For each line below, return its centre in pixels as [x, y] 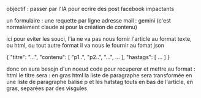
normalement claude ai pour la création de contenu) [72, 27]
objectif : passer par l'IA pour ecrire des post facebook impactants [90, 9]
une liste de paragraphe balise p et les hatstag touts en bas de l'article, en [100, 82]
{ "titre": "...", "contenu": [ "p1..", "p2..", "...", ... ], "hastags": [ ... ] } [88, 57]
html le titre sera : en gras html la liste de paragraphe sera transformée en [99, 75]
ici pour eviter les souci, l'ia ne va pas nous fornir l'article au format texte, [99, 39]
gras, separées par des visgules [47, 88]
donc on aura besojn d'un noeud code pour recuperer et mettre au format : [101, 69]
